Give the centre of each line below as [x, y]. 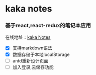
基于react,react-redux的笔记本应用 [48, 26]
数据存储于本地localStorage [41, 54]
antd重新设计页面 [30, 60]
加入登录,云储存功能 [33, 67]
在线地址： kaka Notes [28, 37]
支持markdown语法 [32, 48]
